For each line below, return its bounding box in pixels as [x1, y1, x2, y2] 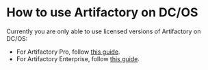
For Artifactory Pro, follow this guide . [16, 48, 120, 56]
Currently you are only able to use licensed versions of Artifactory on [6, 27, 201, 35]
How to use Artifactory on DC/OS [6, 5, 198, 20]
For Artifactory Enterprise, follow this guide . [16, 54, 140, 63]
